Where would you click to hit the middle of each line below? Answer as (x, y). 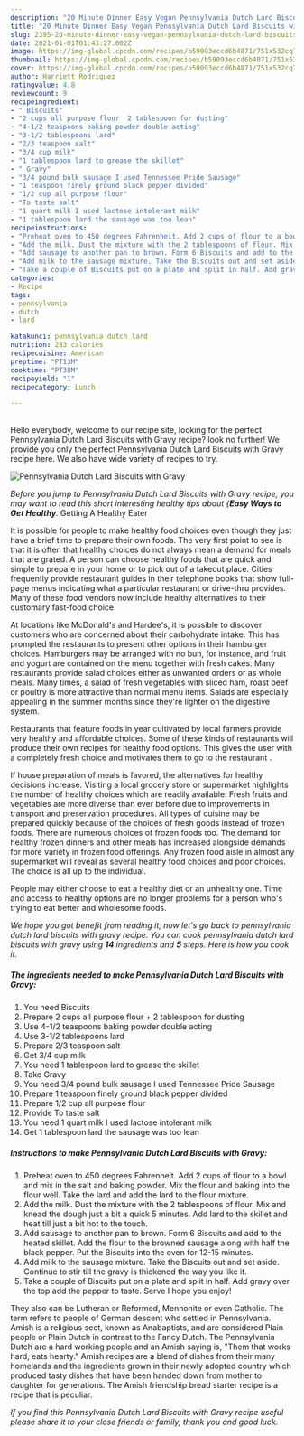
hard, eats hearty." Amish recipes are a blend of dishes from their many (143, 1356)
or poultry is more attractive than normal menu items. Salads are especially (149, 692)
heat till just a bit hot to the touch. (85, 1224)
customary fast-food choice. (63, 607)
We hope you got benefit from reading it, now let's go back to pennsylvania (151, 925)
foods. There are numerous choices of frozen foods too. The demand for (145, 833)
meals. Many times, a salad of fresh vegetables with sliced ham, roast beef (149, 682)
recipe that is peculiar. (51, 1395)
